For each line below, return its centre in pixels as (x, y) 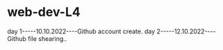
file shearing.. (47, 38)
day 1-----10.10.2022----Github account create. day (81, 31)
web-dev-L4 (44, 12)
